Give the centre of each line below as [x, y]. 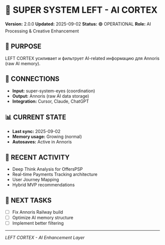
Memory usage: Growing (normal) [47, 136]
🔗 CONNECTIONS [32, 79]
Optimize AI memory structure [43, 218]
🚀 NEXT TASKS [28, 200]
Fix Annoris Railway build [38, 212]
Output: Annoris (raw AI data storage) [51, 96]
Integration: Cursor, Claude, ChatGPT [51, 101]
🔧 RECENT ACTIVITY [37, 157]
